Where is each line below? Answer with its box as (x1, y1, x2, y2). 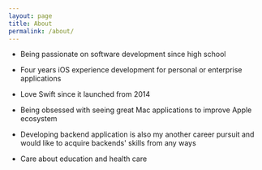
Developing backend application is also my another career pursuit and (19, 129, 255, 139)
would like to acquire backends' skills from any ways (19, 138, 196, 148)
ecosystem (19, 114, 58, 124)
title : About (8, 20, 53, 28)
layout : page (8, 11, 53, 20)
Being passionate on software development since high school (19, 50, 226, 59)
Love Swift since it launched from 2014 (19, 89, 151, 99)
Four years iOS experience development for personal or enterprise (19, 65, 243, 75)
